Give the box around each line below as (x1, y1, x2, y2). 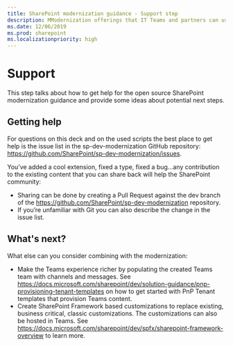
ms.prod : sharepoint (7, 29, 67, 37)
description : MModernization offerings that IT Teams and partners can (7, 17, 218, 24)
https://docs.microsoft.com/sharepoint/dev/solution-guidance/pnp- (17, 279, 210, 288)
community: (7, 178, 42, 186)
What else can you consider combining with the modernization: (7, 251, 188, 260)
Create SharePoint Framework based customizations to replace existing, (17, 302, 224, 310)
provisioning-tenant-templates (17, 287, 105, 295)
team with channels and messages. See (17, 272, 131, 281)
